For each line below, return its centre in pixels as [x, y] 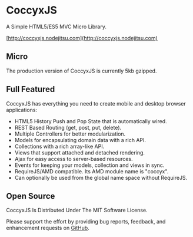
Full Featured [31, 89]
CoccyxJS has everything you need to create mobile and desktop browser [96, 103]
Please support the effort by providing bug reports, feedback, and [86, 222]
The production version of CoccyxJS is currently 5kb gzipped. [81, 71]
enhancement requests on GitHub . [48, 228]
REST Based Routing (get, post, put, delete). [68, 127]
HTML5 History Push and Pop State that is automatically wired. [91, 121]
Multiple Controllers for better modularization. [70, 134]
